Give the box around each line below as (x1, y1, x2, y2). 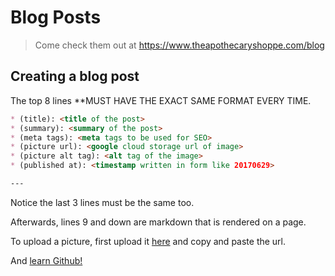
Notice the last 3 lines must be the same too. (10, 196, 195, 208)
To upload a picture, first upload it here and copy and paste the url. (10, 235, 287, 247)
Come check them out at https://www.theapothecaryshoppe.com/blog (34, 39, 325, 51)
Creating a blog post (10, 68, 140, 85)
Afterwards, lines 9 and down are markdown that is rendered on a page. (10, 216, 307, 228)
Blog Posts (10, 6, 102, 29)
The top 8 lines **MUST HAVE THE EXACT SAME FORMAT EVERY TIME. (10, 94, 312, 106)
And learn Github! (10, 254, 83, 266)
